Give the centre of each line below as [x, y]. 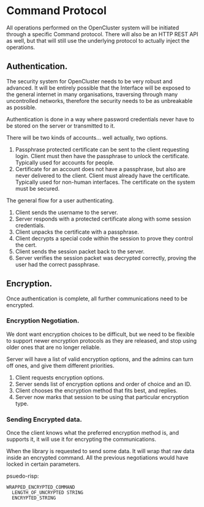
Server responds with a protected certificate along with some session [103, 219]
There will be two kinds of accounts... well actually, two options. [87, 137]
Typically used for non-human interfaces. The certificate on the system [105, 182]
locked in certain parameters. [43, 464]
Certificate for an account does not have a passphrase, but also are [100, 169]
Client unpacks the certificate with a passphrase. [77, 232]
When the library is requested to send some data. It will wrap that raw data [100, 451]
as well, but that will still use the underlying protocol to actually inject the [98, 40]
